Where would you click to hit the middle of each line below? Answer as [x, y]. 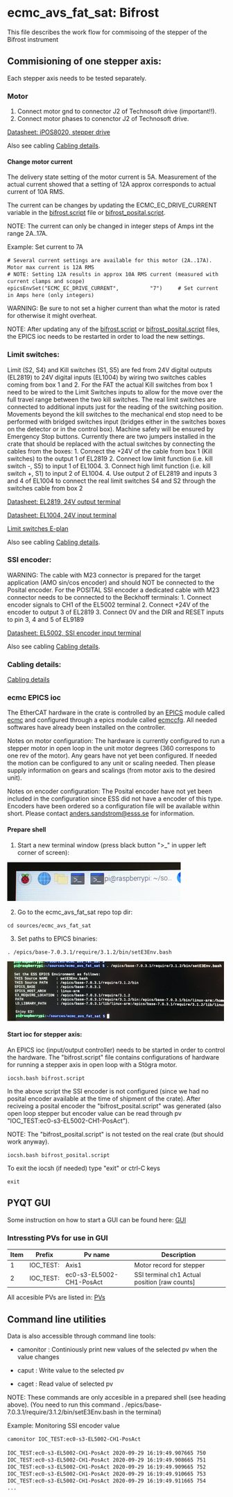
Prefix [44, 1255]
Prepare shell [27, 830]
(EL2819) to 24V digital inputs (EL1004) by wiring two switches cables [107, 377]
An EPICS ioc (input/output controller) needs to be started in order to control [116, 1050]
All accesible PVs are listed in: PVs [56, 1297]
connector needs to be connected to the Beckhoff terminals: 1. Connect [109, 597]
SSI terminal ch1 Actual [167, 1274]
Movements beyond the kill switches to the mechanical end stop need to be [115, 414]
